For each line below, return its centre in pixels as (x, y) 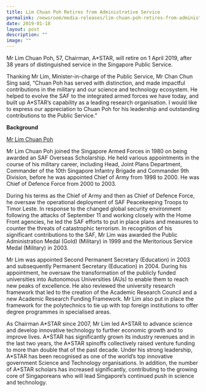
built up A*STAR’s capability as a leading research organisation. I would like (102, 102)
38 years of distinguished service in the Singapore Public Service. (90, 64)
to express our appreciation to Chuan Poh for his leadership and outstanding (103, 109)
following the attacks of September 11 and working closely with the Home (99, 215)
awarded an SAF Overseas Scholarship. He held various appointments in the (103, 158)
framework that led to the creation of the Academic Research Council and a (102, 292)
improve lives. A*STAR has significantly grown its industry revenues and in (101, 337)
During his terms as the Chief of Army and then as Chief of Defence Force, (101, 196)
